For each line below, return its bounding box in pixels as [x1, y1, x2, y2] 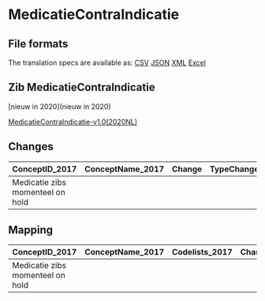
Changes [8, 140, 54, 153]
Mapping [8, 224, 54, 237]
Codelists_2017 [172, 246, 233, 258]
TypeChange [209, 164, 259, 175]
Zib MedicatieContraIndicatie [8, 81, 155, 94]
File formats [8, 37, 69, 51]
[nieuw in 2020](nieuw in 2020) [8, 101, 112, 111]
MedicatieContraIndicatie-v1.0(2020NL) [8, 117, 138, 126]
